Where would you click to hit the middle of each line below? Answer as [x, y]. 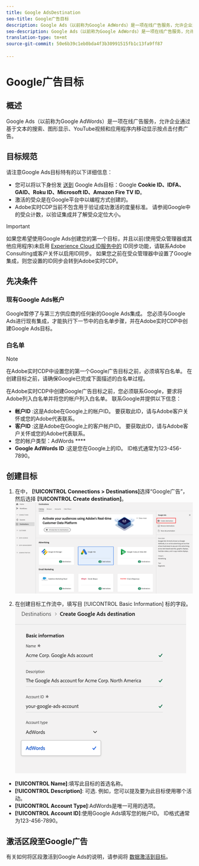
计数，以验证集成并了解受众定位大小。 [77, 214]
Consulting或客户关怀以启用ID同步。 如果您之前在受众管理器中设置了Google [99, 253]
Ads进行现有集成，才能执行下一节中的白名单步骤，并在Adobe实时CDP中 [94, 321]
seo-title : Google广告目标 [38, 19]
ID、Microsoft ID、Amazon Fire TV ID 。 [96, 192]
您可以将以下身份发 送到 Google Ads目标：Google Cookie [85, 185]
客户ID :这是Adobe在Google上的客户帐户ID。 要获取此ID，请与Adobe [99, 426]
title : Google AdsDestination [44, 12]
